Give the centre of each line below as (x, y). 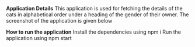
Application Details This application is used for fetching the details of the (94, 8)
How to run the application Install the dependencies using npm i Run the (93, 32)
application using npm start (39, 38)
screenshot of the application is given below (59, 21)
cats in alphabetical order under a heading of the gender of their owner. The (97, 15)
